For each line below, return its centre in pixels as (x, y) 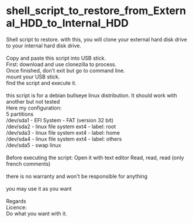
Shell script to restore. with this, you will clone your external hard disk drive (96, 39)
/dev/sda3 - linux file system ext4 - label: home (63, 132)
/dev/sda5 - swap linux (34, 145)
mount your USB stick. (33, 77)
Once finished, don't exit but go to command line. (66, 70)
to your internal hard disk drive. (44, 46)
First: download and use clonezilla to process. (61, 64)
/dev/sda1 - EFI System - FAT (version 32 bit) (60, 120)
